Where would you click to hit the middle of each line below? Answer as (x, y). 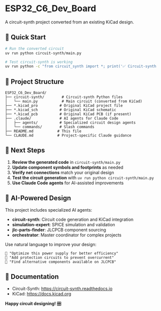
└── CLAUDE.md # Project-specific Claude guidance (68, 136)
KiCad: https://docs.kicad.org (42, 293)
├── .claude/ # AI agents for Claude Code (62, 118)
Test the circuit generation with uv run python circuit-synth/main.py (83, 177)
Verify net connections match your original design (63, 172)
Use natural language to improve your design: (51, 244)
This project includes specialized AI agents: (49, 210)
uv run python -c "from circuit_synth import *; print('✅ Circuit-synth (81, 66)
